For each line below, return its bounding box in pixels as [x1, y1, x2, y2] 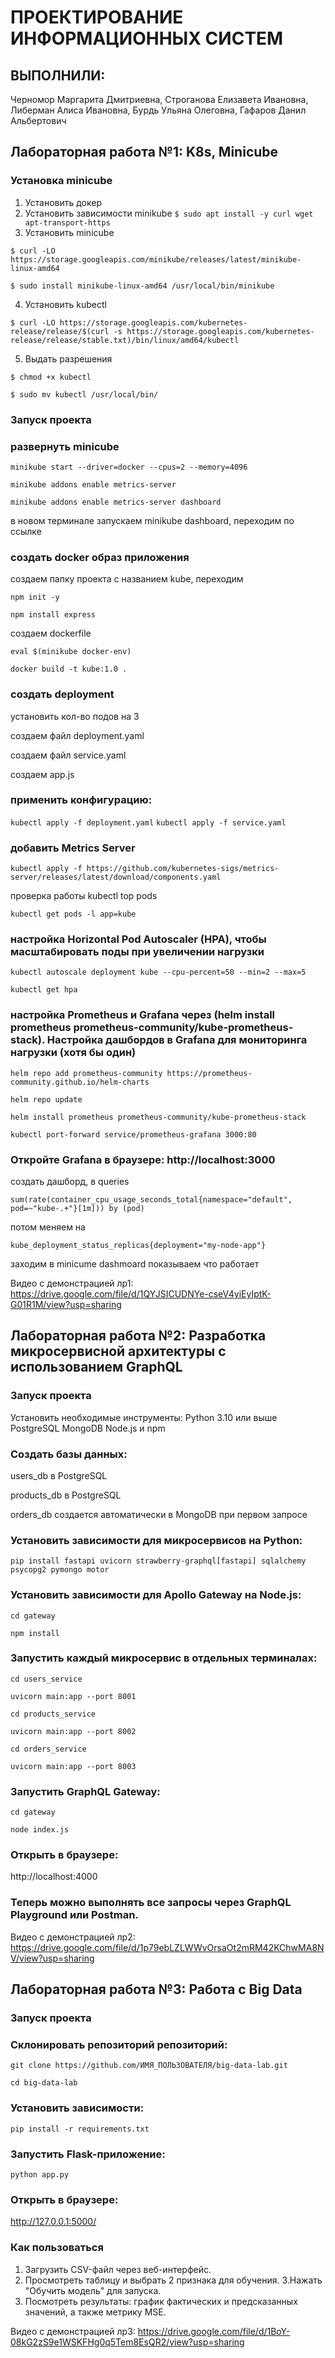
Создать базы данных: [10, 1447, 128, 1461]
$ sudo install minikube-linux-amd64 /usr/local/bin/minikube [10, 281, 275, 291]
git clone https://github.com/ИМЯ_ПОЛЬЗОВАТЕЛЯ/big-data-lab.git [10, 2061, 288, 2071]
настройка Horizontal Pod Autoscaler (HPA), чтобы [10, 932, 267, 946]
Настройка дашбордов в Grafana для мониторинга [46, 1033, 308, 1047]
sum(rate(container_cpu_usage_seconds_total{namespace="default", [10, 1194, 293, 1205]
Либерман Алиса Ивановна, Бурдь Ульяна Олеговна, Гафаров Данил [10, 104, 307, 116]
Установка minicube [10, 174, 113, 188]
